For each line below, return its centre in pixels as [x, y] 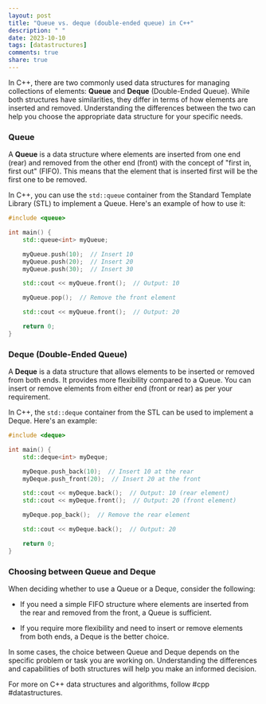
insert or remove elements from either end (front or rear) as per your [121, 389]
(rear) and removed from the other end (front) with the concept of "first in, [130, 163]
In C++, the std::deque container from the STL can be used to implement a [131, 412]
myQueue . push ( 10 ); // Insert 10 [78, 254]
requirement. [29, 397]
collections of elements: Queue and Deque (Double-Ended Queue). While [129, 91]
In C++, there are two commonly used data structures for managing [119, 82]
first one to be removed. [48, 180]
